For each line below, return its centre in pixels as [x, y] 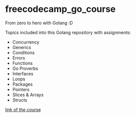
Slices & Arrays [28, 95]
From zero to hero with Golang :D [39, 23]
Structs [20, 100]
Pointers [21, 89]
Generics [22, 47]
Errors [19, 58]
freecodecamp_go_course [60, 9]
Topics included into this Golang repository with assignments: [68, 32]
